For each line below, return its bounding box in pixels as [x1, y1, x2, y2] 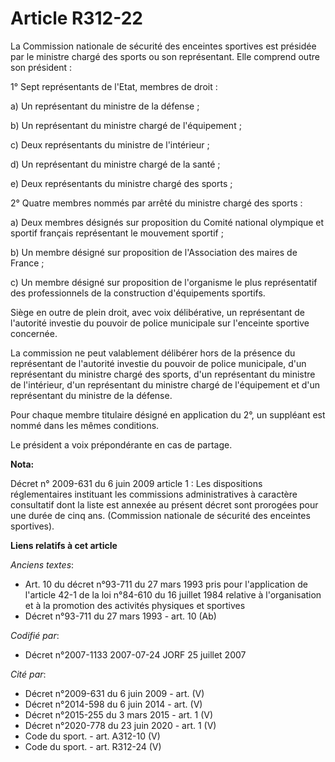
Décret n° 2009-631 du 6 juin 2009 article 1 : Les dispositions [10, 477, 263, 489]
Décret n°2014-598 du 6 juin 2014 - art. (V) [24, 698, 203, 710]
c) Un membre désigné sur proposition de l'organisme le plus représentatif [10, 276, 318, 288]
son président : [10, 61, 73, 73]
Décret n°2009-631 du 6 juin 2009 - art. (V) [24, 687, 205, 699]
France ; [10, 257, 45, 269]
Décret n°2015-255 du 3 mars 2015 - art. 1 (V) [24, 708, 214, 721]
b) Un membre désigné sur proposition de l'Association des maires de [10, 246, 298, 258]
